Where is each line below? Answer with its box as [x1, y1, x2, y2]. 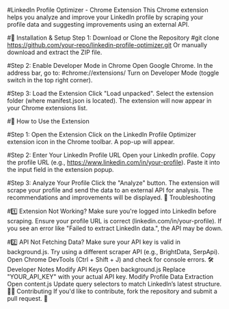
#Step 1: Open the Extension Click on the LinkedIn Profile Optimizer [7, 130, 196, 138]
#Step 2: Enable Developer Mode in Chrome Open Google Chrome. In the [7, 62, 213, 69]
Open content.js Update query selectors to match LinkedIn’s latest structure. [7, 280, 222, 288]
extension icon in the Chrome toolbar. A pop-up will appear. [7, 138, 175, 146]
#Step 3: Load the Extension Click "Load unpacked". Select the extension [7, 89, 214, 97]
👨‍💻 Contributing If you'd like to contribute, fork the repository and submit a [7, 287, 217, 295]
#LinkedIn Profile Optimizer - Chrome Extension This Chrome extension [7, 6, 208, 14]
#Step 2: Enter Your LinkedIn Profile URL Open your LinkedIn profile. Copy [7, 151, 216, 159]
